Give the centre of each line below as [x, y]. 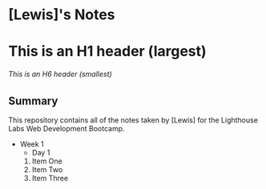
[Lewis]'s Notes [62, 15]
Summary [33, 101]
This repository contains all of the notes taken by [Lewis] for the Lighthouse [133, 120]
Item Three [50, 178]
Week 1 [32, 144]
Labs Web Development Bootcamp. [67, 129]
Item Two [47, 169]
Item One [47, 161]
